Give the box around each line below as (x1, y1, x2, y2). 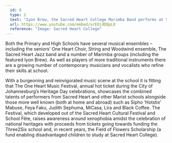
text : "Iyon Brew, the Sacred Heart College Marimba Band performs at (10, 17, 164, 22)
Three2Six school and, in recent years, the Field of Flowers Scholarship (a (5, 126, 161, 133)
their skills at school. (5, 67, 49, 74)
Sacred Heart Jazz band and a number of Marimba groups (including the (5, 52, 159, 58)
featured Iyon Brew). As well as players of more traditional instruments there (5, 57, 166, 63)
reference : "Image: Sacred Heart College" (10, 27, 102, 32)
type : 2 (10, 12, 27, 17)
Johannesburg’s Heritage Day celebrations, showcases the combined (5, 88, 152, 94)
